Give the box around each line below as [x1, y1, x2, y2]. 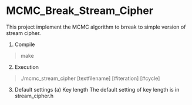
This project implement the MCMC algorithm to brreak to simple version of [6, 23, 186, 30]
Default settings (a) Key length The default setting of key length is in [14, 86, 180, 93]
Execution [14, 63, 39, 71]
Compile [14, 41, 35, 48]
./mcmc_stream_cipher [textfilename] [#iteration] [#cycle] [20, 75, 160, 82]
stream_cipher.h [14, 92, 54, 99]
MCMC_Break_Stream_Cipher [6, 4, 154, 17]
